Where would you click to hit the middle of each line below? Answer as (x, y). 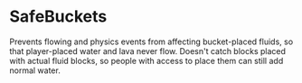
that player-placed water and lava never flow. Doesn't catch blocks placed (148, 51)
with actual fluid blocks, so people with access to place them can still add (146, 60)
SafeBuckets (58, 17)
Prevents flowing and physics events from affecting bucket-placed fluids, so (151, 41)
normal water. (35, 70)
